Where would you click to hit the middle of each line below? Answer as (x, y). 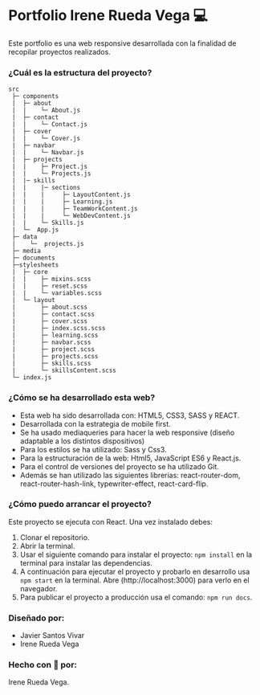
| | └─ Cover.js (46, 139)
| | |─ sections (46, 188)
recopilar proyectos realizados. (59, 51)
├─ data (24, 237)
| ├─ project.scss (53, 350)
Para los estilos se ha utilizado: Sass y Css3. (93, 449)
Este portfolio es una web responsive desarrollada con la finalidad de (122, 43)
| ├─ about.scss (50, 307)
